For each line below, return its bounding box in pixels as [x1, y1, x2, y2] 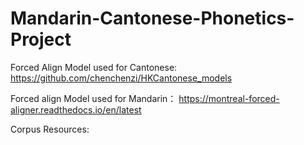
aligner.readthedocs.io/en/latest [10, 103, 142, 116]
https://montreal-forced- [178, 92, 280, 104]
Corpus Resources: [10, 123, 90, 135]
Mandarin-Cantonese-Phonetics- [10, 7, 295, 30]
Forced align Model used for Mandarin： [10, 92, 177, 104]
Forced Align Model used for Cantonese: [10, 61, 178, 73]
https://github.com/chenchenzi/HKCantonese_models [10, 72, 233, 84]
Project [10, 28, 72, 51]
